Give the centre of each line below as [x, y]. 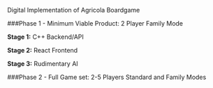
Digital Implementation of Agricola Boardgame [74, 10]
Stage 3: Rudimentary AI [43, 64]
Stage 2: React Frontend [43, 50]
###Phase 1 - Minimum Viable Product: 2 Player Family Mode [95, 23]
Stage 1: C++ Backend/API [45, 37]
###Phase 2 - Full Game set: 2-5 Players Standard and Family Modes [107, 77]
